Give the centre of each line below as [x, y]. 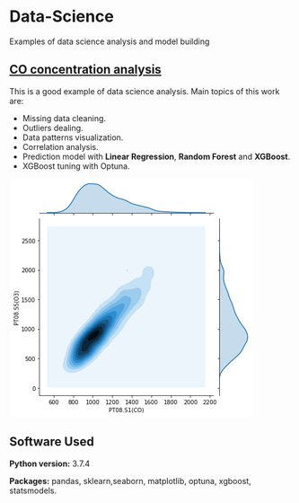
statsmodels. [33, 490]
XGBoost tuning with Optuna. [76, 166]
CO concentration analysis [85, 70]
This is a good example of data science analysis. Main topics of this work [145, 91]
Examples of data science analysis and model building [110, 41]
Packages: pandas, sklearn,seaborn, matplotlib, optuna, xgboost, [130, 481]
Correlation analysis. [60, 146]
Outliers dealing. [53, 128]
